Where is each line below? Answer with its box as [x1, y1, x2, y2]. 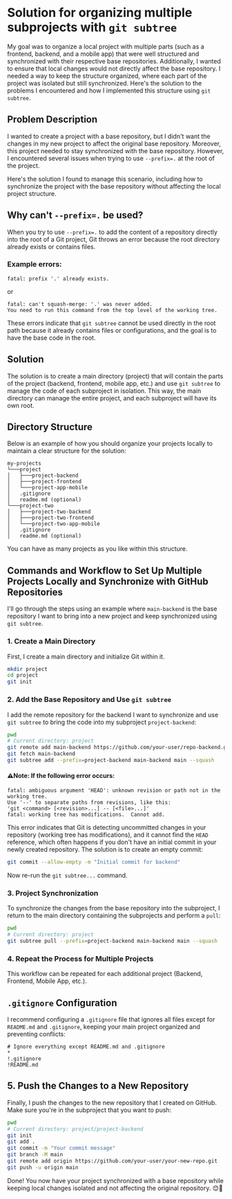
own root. [7, 401, 35, 409]
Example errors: [7, 260, 62, 269]
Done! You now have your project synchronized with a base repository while [7, 1176, 224, 1185]
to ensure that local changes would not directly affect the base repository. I [7, 64, 221, 72]
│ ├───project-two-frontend [7, 514, 95, 522]
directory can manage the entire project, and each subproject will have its [7, 393, 217, 402]
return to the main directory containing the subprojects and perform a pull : [7, 911, 221, 919]
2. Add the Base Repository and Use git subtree [7, 695, 171, 705]
